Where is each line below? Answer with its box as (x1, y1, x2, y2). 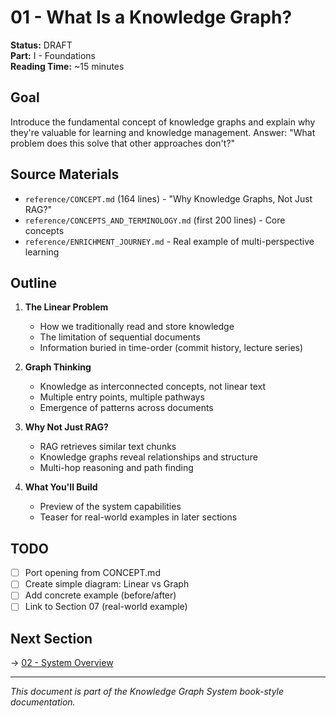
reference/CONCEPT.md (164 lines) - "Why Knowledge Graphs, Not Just (24, 192, 313, 205)
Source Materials (10, 166, 120, 183)
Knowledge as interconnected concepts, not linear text (39, 381, 266, 393)
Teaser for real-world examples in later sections (39, 511, 238, 523)
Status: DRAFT (10, 39, 73, 51)
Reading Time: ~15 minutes (10, 60, 125, 72)
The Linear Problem (24, 301, 109, 313)
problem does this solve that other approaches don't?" (10, 137, 236, 149)
